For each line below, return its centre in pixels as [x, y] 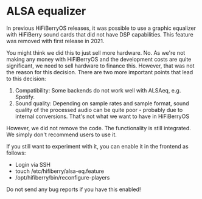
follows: [16, 153]
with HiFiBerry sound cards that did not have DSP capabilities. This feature [100, 34]
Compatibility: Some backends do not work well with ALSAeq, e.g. [98, 90]
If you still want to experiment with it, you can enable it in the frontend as [97, 146]
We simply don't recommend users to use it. [62, 134]
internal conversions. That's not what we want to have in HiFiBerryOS [102, 116]
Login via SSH [33, 164]
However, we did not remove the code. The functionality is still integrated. [99, 128]
